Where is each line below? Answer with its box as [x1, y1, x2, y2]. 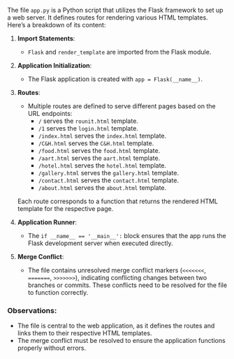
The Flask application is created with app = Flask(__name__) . [27, 75, 203, 83]
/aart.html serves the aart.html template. [38, 154, 161, 162]
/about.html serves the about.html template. [38, 184, 167, 191]
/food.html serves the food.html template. [38, 147, 161, 154]
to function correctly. [27, 288, 89, 296]
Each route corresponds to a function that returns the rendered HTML [17, 197, 219, 205]
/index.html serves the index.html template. [38, 132, 167, 140]
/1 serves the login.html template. [38, 124, 138, 132]
